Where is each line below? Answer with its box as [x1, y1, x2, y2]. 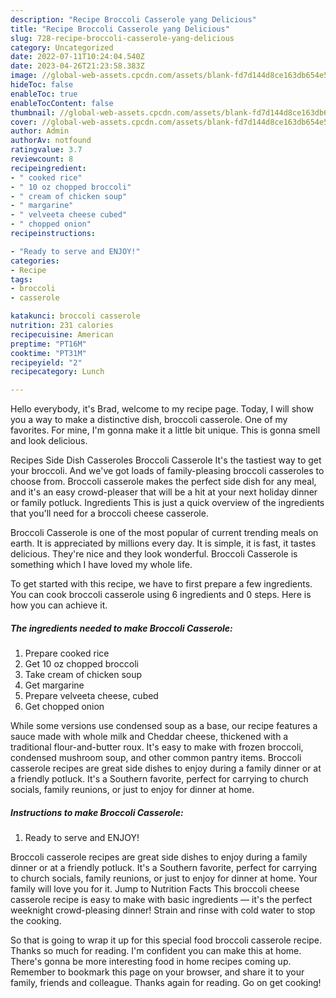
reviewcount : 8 [10, 154, 74, 164]
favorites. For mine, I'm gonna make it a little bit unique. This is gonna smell [10, 424, 321, 436]
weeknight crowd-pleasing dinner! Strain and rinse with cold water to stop [10, 904, 316, 916]
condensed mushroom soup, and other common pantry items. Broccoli [10, 752, 302, 764]
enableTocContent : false [10, 98, 114, 108]
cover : [10, 117, 38, 127]
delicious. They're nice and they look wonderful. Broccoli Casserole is [10, 548, 298, 560]
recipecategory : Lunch [10, 367, 105, 377]
